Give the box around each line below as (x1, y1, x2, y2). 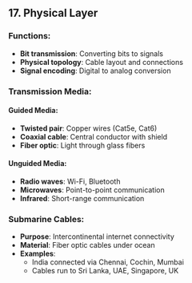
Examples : (19, 249, 56, 259)
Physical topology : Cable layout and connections (19, 57, 184, 67)
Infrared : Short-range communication (19, 194, 145, 204)
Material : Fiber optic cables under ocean (19, 241, 155, 250)
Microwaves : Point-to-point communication (19, 185, 166, 195)
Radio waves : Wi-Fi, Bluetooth (19, 176, 121, 187)
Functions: (8, 30, 51, 42)
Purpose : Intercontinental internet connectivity (19, 232, 174, 241)
